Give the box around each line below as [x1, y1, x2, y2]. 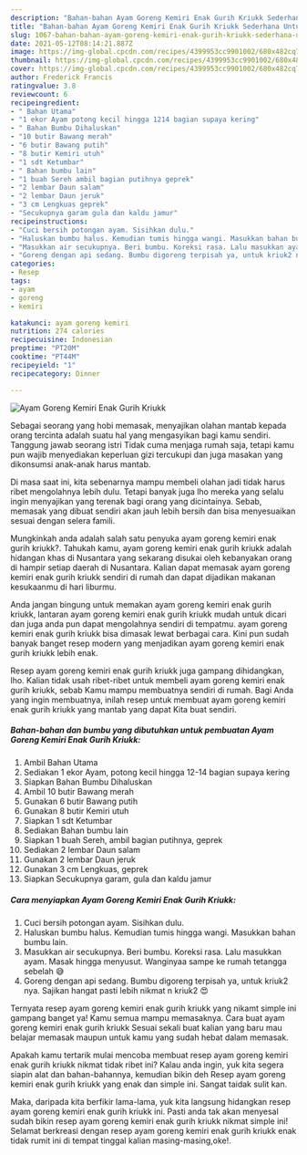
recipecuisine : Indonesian [10, 335, 113, 345]
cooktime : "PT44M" [10, 352, 80, 361]
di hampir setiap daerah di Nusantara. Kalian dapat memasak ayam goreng [10, 562, 291, 573]
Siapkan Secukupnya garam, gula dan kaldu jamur [23, 873, 212, 885]
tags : [10, 276, 31, 286]
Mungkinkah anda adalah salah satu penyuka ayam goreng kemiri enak [10, 533, 277, 544]
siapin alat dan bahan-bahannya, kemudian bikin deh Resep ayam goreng [10, 1069, 286, 1080]
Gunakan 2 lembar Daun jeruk [23, 854, 136, 865]
